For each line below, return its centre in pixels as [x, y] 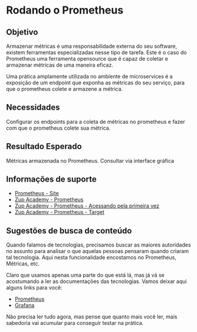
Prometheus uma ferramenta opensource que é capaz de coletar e [87, 59]
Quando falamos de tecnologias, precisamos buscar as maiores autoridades [98, 245]
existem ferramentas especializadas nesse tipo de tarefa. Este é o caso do [96, 52]
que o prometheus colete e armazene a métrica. [65, 89]
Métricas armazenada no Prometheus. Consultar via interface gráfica [90, 160]
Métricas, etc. [23, 264]
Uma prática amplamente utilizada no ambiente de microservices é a [89, 76]
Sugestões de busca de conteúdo [69, 231]
